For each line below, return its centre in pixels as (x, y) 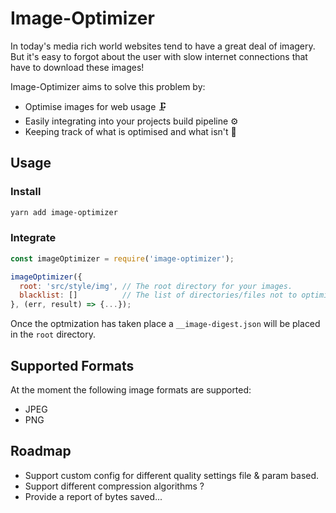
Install (26, 192)
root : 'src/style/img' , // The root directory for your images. (156, 286)
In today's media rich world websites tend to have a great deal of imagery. (163, 46)
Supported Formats (72, 365)
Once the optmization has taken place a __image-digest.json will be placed (165, 324)
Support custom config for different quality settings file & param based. (172, 475)
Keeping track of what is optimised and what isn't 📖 (130, 131)
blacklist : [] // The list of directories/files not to (158, 295)
